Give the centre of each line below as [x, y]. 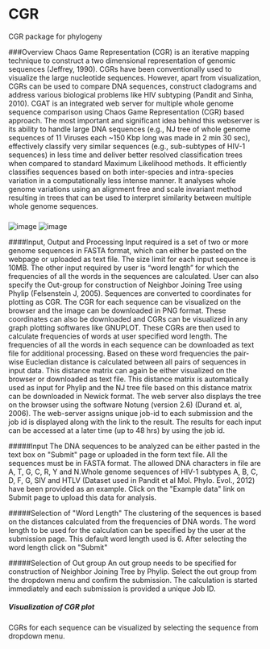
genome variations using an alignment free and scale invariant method [125, 189]
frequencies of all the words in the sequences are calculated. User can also [134, 276]
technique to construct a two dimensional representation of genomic [122, 60]
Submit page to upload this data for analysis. [83, 497]
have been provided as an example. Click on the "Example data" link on [127, 489]
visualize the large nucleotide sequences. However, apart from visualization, [135, 77]
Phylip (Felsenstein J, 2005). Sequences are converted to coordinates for [130, 293]
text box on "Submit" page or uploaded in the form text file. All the [118, 454]
